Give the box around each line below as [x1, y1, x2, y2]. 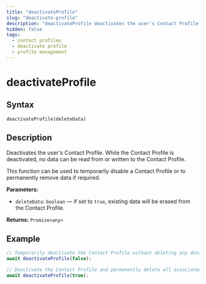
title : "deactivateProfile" [6, 9, 78, 15]
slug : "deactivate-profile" [6, 15, 78, 21]
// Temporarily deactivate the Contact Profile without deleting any [6, 250, 188, 256]
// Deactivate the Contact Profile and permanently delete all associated [6, 267, 202, 273]
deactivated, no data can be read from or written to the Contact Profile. [6, 155, 186, 163]
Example [6, 234, 40, 244]
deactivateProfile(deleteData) [6, 116, 86, 122]
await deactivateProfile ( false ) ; [6, 256, 92, 262]
